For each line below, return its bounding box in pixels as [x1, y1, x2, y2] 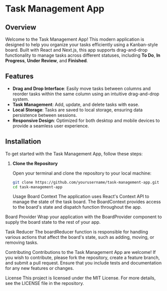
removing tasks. [5, 239, 39, 246]
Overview [5, 23, 37, 32]
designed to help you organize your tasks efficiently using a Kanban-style [5, 42, 158, 48]
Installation [5, 137, 41, 146]
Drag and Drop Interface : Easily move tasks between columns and [12, 85, 151, 91]
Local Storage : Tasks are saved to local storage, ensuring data [12, 106, 143, 113]
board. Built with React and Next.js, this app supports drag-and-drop [5, 47, 148, 53]
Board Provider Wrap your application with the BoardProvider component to [5, 214, 162, 220]
